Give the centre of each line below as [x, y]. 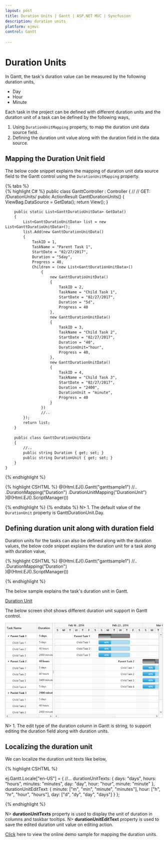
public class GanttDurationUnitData [52, 438]
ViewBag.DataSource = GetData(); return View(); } [57, 202]
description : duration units [35, 21]
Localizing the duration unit [49, 747]
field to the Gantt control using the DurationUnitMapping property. [72, 176]
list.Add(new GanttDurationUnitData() [63, 232]
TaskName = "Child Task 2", [88, 332]
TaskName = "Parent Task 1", [62, 247]
